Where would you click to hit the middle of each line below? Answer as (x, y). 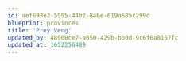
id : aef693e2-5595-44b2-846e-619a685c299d (79, 15)
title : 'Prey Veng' (40, 30)
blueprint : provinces (43, 23)
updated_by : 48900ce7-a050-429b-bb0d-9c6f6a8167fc (93, 38)
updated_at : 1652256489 (47, 45)
